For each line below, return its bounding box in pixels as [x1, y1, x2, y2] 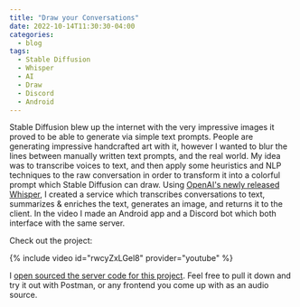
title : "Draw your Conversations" [9, 13, 140, 23]
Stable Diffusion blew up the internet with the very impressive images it [9, 122, 275, 133]
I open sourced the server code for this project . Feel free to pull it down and [9, 270, 292, 281]
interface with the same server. [9, 218, 126, 228]
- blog [17, 38, 42, 48]
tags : [9, 47, 30, 56]
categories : [9, 30, 54, 39]
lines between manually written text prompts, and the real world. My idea [9, 151, 281, 162]
